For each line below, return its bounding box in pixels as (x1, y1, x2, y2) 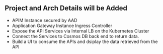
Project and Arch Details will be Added (5, 4, 128, 12)
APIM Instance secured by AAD (12, 17, 77, 23)
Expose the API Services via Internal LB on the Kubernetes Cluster (12, 27, 149, 34)
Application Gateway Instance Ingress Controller (12, 22, 113, 28)
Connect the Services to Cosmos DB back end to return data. (12, 33, 139, 39)
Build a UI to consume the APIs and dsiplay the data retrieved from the (12, 38, 158, 44)
